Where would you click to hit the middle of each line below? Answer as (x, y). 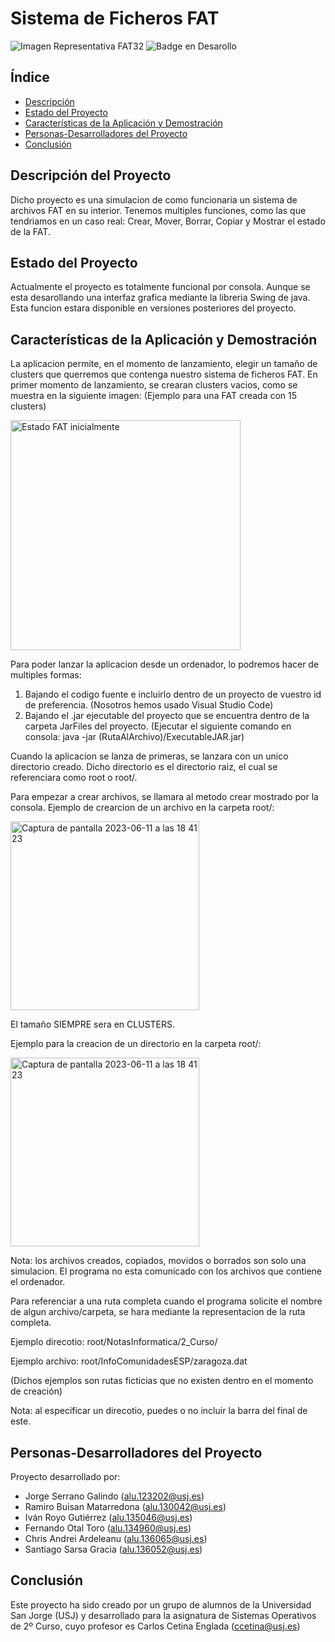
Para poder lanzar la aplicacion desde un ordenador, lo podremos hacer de (165, 664)
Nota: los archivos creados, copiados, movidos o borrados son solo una (158, 1261)
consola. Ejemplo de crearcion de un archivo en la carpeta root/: (142, 808)
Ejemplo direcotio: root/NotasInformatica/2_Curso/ (114, 1342)
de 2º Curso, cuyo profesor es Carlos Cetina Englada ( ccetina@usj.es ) (155, 1626)
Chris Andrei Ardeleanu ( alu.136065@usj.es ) (116, 1538)
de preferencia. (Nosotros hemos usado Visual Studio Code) (149, 705)
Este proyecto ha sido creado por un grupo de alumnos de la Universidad (161, 1604)
